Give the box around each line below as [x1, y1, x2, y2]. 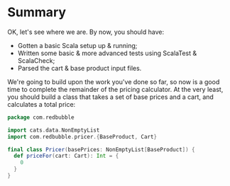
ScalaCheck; [17, 56, 55, 64]
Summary [7, 4, 66, 21]
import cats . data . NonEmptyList [7, 127, 100, 134]
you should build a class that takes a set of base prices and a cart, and [7, 93, 214, 101]
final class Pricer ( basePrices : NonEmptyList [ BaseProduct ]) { [7, 146, 195, 153]
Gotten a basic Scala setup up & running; [17, 41, 138, 50]
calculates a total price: [7, 100, 76, 108]
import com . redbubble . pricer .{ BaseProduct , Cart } [7, 133, 158, 140]
